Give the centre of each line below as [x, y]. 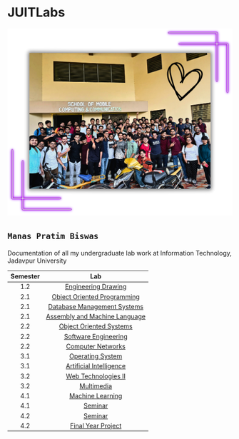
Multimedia [96, 385]
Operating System [96, 356]
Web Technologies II [96, 376]
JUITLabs [36, 12]
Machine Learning [96, 396]
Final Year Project [96, 425]
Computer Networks [96, 346]
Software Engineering [96, 336]
